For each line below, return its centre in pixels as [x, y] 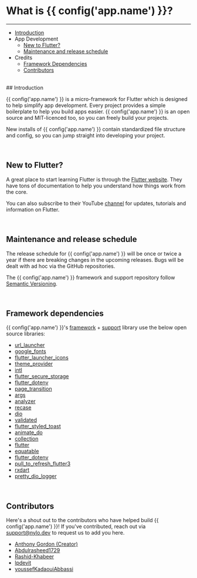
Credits [23, 58]
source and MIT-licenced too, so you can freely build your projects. [87, 117]
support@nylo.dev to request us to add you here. [65, 533]
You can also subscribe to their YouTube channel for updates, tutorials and [96, 203]
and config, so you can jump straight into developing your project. [86, 135]
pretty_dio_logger [35, 476]
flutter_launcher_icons [41, 358]
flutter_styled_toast [38, 426]
